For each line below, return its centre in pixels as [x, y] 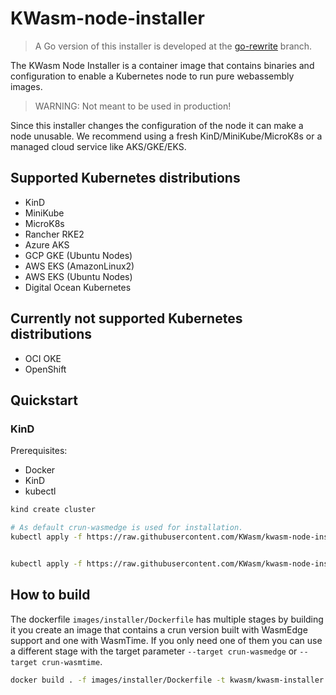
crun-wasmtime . [72, 661]
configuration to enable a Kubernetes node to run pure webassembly [152, 76]
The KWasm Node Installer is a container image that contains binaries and [162, 65]
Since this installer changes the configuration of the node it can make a [157, 125]
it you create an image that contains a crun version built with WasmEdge [159, 629]
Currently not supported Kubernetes [126, 318]
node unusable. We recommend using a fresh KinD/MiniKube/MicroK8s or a [166, 136]
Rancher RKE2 [54, 234]
